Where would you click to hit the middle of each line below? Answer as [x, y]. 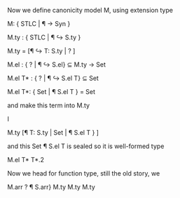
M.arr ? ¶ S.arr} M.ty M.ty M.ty [51, 187]
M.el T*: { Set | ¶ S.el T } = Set [51, 92]
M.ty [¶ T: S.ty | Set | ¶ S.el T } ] [53, 132]
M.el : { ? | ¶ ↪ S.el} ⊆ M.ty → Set [57, 65]
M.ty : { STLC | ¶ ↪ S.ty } [44, 37]
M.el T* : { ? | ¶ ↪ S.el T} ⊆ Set [53, 78]
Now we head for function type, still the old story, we [84, 173]
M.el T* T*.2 [26, 160]
